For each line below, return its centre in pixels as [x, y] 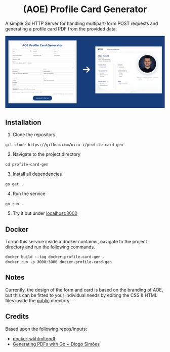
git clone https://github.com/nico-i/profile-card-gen [64, 145]
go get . [14, 184]
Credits [17, 317]
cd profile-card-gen [27, 165]
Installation [23, 122]
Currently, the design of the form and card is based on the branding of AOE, [84, 290]
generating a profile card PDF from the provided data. [61, 28]
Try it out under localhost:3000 [45, 213]
